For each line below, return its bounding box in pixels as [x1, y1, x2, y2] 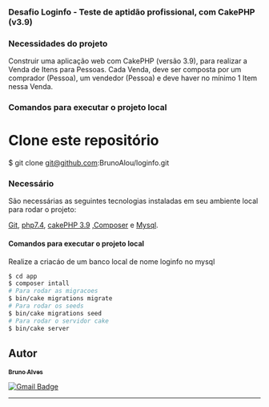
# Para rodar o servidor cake [8, 316, 110, 325]
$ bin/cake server [8, 324, 70, 332]
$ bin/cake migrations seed [8, 309, 102, 317]
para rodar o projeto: [8, 205, 77, 214]
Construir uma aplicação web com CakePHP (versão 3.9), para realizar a [8, 56, 248, 66]
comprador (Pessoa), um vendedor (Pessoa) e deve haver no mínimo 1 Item [8, 73, 258, 83]
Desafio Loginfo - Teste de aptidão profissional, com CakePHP [8, 6, 255, 18]
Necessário [8, 178, 54, 189]
